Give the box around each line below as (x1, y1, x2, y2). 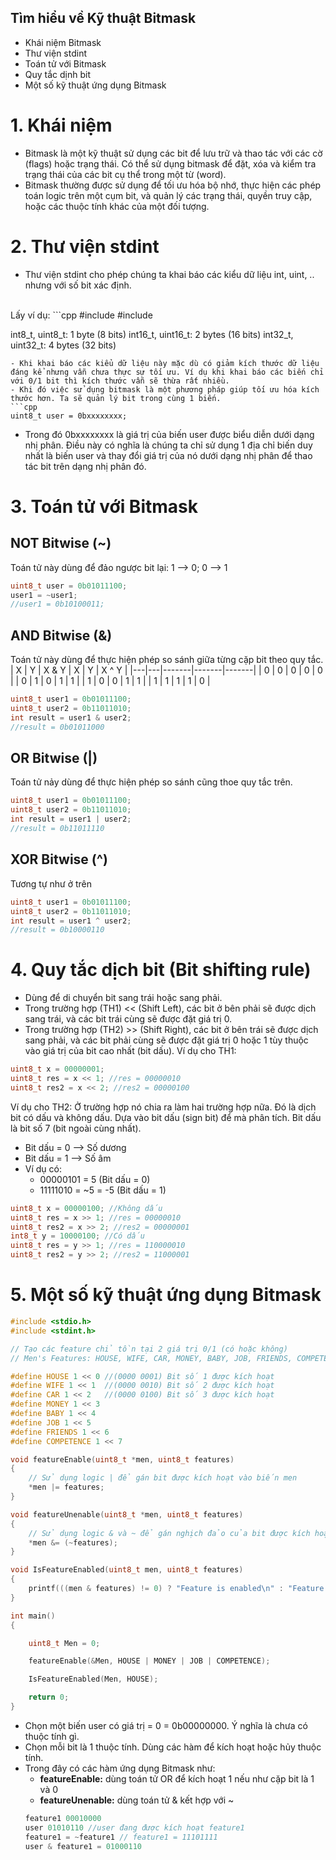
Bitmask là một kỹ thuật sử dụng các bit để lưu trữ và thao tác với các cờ (24, 147, 323, 159)
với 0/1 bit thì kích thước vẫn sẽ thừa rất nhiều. (10, 376, 230, 386)
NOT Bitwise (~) (10, 535, 112, 552)
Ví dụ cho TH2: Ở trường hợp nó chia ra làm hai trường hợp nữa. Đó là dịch (10, 1101, 317, 1113)
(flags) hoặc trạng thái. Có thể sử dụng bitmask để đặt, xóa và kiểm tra (24, 157, 317, 170)
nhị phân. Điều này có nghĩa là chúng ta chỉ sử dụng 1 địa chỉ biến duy (24, 439, 313, 451)
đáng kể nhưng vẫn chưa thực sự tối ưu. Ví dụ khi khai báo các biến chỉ (10, 367, 325, 377)
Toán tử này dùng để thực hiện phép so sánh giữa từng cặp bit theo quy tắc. (10, 654, 324, 666)
